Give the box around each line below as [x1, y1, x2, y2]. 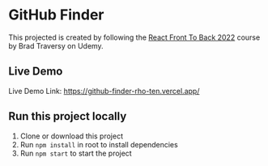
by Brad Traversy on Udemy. [8, 40, 104, 50]
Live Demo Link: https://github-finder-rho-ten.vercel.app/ [8, 86, 200, 96]
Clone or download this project [19, 131, 124, 141]
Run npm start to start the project [19, 148, 132, 158]
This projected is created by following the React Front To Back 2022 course [8, 32, 261, 42]
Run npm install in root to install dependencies [19, 139, 178, 149]
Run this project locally [8, 109, 127, 123]
